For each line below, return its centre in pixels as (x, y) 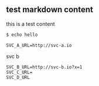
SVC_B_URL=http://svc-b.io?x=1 (44, 67)
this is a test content (30, 24)
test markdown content (50, 10)
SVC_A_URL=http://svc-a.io (39, 45)
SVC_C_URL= (19, 72)
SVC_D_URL (18, 77)
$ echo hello (22, 35)
